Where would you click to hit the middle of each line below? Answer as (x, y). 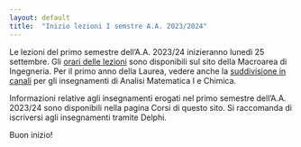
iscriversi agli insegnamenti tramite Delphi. (88, 117)
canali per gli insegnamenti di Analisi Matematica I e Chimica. (123, 80)
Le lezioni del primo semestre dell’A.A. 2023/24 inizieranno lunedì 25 (137, 51)
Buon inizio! (31, 134)
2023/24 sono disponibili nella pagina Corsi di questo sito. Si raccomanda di (151, 107)
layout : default (40, 18)
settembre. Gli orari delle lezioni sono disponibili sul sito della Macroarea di (148, 61)
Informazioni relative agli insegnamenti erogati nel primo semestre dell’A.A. (148, 98)
